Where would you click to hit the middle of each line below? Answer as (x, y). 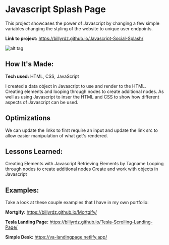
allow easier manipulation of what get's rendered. (57, 135)
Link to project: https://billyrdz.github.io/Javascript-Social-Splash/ (74, 38)
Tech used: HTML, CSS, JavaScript (42, 76)
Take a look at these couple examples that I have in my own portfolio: (77, 203)
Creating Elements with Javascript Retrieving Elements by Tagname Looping (84, 164)
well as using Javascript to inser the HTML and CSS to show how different (82, 96)
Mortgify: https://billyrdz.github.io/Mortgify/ (51, 212)
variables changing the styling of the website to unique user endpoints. (79, 28)
